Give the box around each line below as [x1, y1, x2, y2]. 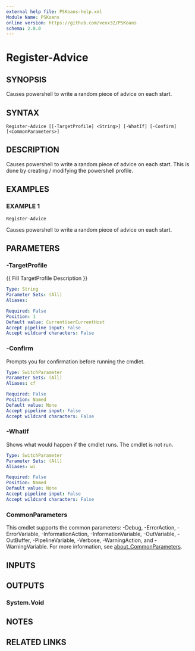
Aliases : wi [6, 463, 36, 469]
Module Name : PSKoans [6, 14, 60, 20]
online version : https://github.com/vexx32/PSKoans [6, 20, 137, 26]
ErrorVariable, [6, 531, 40, 538]
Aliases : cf [6, 381, 36, 387]
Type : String [6, 286, 39, 292]
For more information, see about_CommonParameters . [49, 543, 183, 550]
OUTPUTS [6, 580, 45, 590]
